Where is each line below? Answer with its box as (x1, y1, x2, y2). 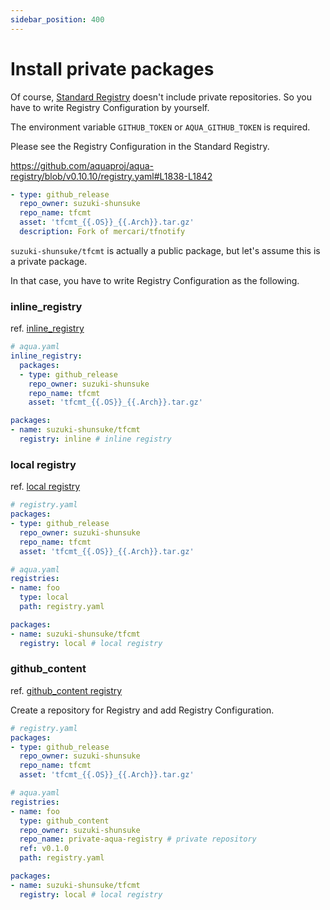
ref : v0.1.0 (19, 844, 70, 854)
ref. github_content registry (10, 684, 123, 696)
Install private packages (10, 57, 215, 80)
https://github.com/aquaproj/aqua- (10, 159, 154, 171)
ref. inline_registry (10, 322, 85, 335)
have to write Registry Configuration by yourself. (10, 101, 210, 113)
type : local (19, 592, 70, 603)
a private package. (10, 255, 88, 267)
